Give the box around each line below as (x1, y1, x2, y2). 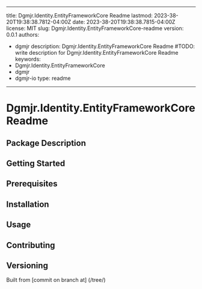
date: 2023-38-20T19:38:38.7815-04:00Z (72, 19, 176, 25)
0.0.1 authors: (6, 31, 40, 38)
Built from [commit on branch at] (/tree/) (6, 276, 106, 284)
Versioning (6, 260, 48, 270)
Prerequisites (6, 178, 58, 189)
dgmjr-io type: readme (14, 75, 71, 82)
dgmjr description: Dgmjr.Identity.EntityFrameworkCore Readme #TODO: (14, 43, 195, 50)
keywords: (14, 55, 41, 62)
